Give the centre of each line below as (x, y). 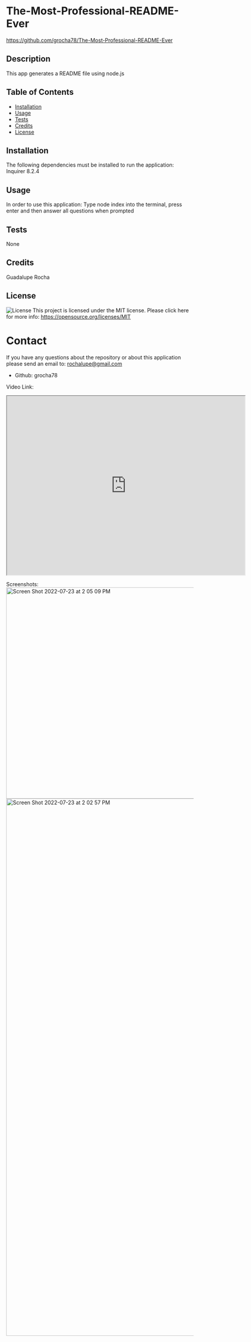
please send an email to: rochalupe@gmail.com (64, 364)
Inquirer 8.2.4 (23, 171)
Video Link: (20, 387)
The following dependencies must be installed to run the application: (90, 165)
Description (28, 59)
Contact (26, 341)
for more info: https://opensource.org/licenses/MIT (68, 316)
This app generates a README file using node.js (65, 73)
